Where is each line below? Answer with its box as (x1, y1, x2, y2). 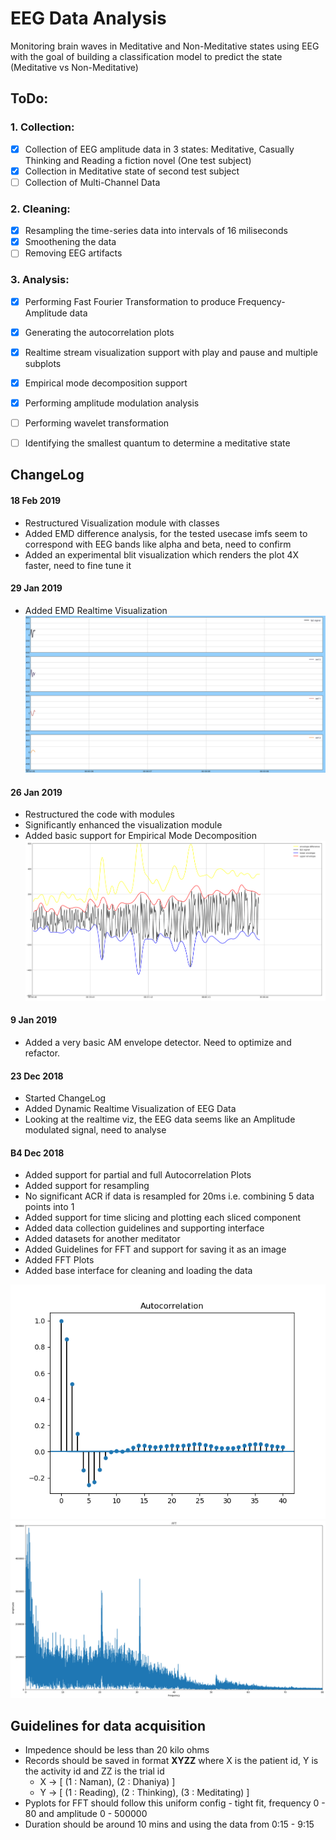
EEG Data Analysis (10, 7, 167, 30)
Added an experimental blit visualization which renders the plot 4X (24, 548, 300, 561)
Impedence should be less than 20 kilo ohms (24, 1744, 210, 1756)
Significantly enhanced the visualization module (24, 819, 223, 831)
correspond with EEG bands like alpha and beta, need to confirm (24, 538, 292, 550)
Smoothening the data (24, 236, 117, 248)
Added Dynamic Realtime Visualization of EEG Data (24, 1103, 237, 1115)
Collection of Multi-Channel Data (24, 176, 161, 188)
